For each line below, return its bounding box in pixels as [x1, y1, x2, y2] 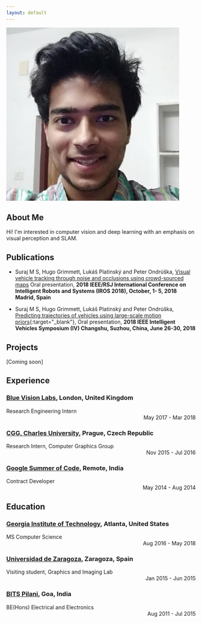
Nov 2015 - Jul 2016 [146, 449, 196, 456]
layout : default [6, 10, 47, 16]
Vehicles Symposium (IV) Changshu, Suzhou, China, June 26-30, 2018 [14, 325, 196, 332]
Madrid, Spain [14, 294, 51, 301]
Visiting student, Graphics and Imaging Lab [6, 568, 113, 575]
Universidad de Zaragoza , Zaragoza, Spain [6, 554, 133, 563]
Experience [6, 375, 50, 386]
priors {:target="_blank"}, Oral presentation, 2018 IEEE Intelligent [14, 318, 176, 325]
